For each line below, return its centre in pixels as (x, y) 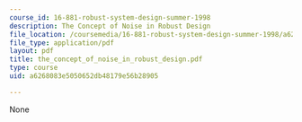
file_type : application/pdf (62, 43)
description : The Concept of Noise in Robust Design (110, 26)
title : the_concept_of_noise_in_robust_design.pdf (106, 59)
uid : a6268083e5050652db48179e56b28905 (84, 76)
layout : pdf (31, 51)
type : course (34, 68)
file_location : (38, 34)
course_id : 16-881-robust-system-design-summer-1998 (110, 17)
